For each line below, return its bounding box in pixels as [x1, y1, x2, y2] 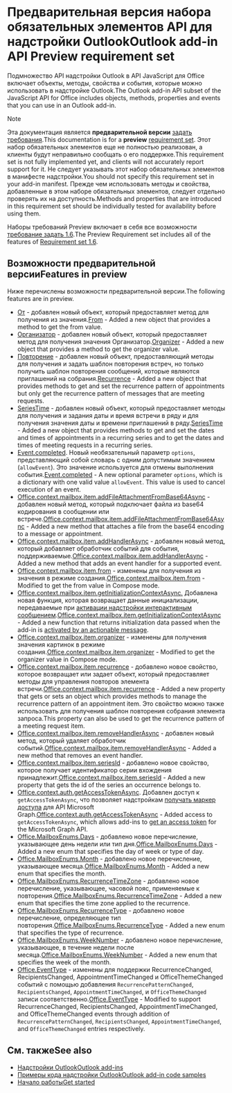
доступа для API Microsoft [17, 802, 95, 811]
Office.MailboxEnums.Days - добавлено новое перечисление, [17, 832, 199, 841]
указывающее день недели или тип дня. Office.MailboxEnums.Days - [17, 839, 218, 848]
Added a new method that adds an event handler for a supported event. [17, 559, 222, 567]
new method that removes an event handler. [17, 751, 143, 759]
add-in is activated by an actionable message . [17, 625, 149, 633]
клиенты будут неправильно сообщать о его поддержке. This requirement [7, 150, 224, 159]
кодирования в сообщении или [17, 507, 109, 515]
